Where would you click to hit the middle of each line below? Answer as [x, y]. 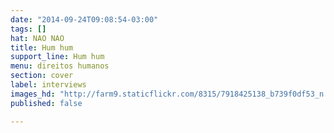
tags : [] [28, 29]
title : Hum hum [42, 47]
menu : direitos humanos [60, 66]
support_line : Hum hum [57, 57]
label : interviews [48, 85]
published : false [46, 103]
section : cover [42, 76]
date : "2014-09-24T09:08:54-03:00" [84, 19]
